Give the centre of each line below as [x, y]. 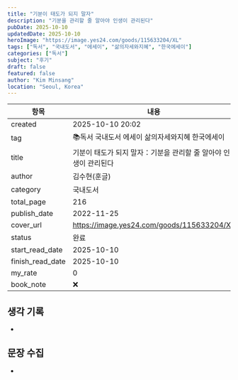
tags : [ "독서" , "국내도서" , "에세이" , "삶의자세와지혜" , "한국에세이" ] [100, 47]
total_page [28, 202]
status [21, 237]
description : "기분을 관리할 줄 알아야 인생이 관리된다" [80, 21]
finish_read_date [38, 261]
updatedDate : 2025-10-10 [44, 34]
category [26, 190]
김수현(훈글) [92, 177]
